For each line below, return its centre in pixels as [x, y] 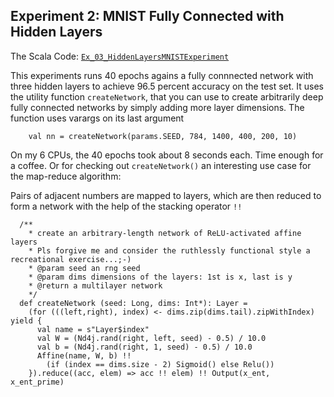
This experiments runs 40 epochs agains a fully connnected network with [162, 75]
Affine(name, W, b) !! [84, 355]
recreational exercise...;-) [71, 259]
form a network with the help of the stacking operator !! [126, 206]
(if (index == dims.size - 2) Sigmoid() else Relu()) [160, 364]
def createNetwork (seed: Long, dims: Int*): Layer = [133, 303]
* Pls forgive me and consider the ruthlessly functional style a [169, 250]
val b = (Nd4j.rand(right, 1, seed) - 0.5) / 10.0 [144, 347]
